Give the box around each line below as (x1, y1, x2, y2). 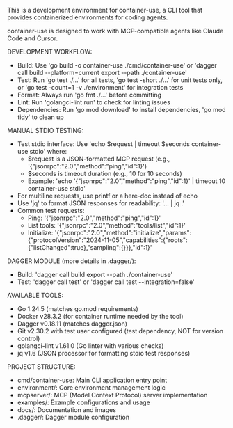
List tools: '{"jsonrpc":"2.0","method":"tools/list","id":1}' (27, 221, 186, 229)
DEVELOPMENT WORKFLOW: (7, 48, 93, 56)
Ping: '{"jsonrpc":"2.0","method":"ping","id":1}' (27, 214, 161, 222)
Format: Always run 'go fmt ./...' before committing (17, 90, 162, 99)
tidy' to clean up (17, 113, 64, 121)
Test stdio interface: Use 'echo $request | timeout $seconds (17, 140, 190, 148)
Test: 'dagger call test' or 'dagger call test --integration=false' (17, 278, 195, 286)
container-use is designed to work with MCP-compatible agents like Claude (7, 27, 224, 35)
